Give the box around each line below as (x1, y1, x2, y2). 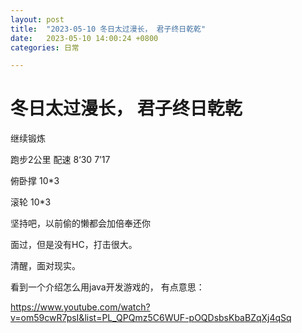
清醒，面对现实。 (10, 260, 81, 272)
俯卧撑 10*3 (10, 175, 60, 187)
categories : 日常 (10, 42, 80, 53)
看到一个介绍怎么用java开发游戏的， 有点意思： (10, 281, 205, 293)
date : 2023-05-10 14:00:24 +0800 (10, 33, 159, 43)
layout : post (10, 14, 65, 25)
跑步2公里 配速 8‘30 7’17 (10, 154, 111, 166)
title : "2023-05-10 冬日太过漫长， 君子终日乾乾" (10, 24, 207, 34)
